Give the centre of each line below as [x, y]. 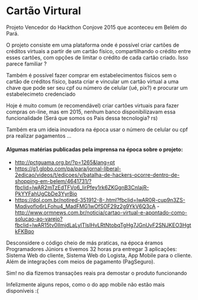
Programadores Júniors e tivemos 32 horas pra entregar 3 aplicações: [92, 249]
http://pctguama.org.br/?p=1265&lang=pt [65, 162]
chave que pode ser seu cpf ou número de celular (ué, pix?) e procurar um [97, 87]
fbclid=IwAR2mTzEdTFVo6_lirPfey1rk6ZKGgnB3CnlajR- [82, 188]
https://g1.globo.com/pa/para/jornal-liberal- [68, 169]
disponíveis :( [22, 291]
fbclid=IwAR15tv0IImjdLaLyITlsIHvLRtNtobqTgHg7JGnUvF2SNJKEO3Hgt [103, 225]
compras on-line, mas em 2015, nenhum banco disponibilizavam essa [91, 112]
